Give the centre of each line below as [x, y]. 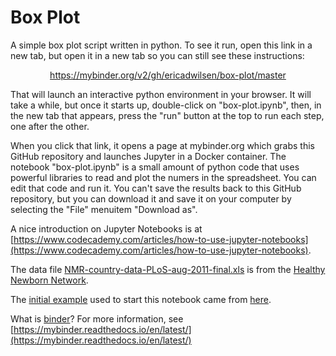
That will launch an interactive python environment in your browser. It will [161, 94]
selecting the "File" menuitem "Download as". [104, 209]
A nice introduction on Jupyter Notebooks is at [106, 228]
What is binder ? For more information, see [97, 318]
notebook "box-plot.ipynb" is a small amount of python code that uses [155, 167]
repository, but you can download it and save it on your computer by [151, 198]
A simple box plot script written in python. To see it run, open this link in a [161, 45]
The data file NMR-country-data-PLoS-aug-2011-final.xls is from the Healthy [168, 269]
